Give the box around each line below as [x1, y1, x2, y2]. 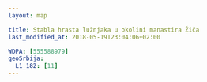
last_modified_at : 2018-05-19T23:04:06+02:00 [8, 33, 160, 41]
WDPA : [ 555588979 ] [8, 47, 69, 55]
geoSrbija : [8, 54, 44, 63]
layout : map [8, 11, 47, 20]
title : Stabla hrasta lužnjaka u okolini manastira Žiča [8, 25, 200, 34]
